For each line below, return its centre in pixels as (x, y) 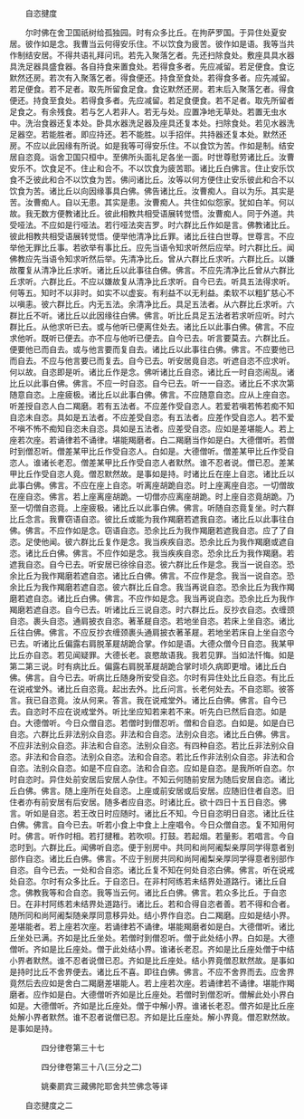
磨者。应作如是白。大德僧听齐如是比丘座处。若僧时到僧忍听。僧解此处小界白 (152, 995)
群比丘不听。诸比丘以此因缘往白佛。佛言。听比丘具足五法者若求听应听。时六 (152, 316)
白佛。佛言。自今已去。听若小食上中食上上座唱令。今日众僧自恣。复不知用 (148, 825)
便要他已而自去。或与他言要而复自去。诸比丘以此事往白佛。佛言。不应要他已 (152, 349)
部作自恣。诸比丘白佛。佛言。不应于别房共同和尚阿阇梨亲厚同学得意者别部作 (152, 859)
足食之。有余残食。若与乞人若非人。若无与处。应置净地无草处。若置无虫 (144, 112)
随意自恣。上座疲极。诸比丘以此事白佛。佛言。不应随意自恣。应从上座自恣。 (152, 395)
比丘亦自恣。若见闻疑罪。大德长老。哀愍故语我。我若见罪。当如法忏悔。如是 (152, 655)
